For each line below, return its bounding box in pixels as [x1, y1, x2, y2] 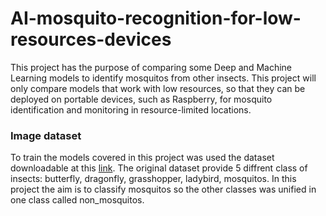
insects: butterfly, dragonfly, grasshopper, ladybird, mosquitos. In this [10, 173, 297, 185]
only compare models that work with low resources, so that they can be [10, 82, 306, 94]
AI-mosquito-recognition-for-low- [10, 7, 302, 30]
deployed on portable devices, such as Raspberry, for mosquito [10, 93, 273, 105]
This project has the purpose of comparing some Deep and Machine [10, 61, 292, 73]
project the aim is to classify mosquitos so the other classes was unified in [10, 183, 317, 196]
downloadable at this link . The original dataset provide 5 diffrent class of [10, 162, 308, 174]
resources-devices [10, 28, 172, 51]
